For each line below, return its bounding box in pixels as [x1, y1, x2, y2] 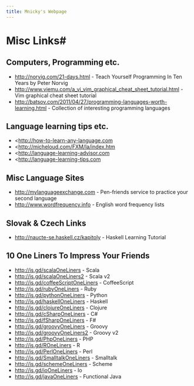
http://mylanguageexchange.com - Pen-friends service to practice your [14, 189, 188, 196]
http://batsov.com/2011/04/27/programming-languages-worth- [14, 98, 168, 105]
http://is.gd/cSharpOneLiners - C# [14, 310, 98, 317]
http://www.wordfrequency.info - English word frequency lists [14, 201, 165, 208]
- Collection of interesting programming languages [48, 104, 170, 111]
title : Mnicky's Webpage [6, 8, 67, 15]
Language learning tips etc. [6, 121, 109, 131]
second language [14, 195, 57, 202]
